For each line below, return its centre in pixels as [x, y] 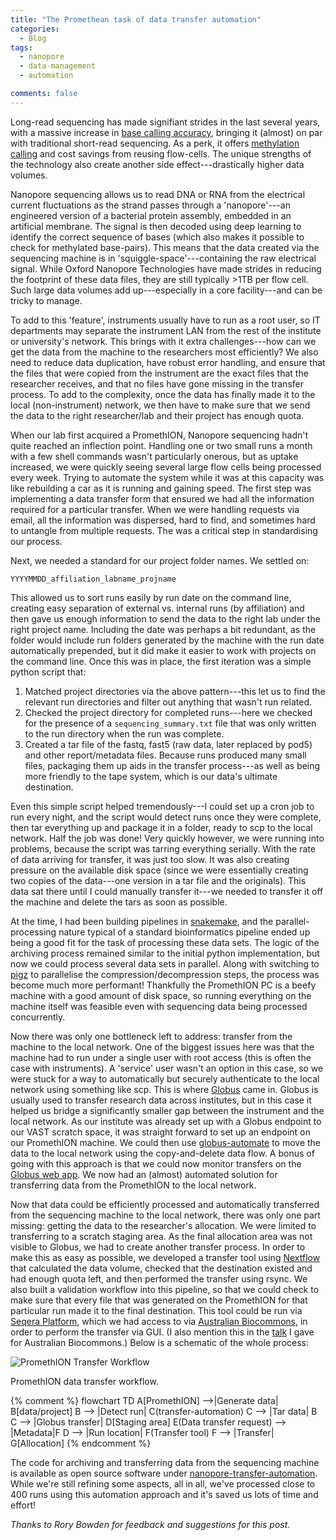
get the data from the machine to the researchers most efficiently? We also [164, 352]
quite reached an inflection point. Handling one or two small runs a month [161, 445]
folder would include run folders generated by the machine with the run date [167, 640]
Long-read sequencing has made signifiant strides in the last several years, [165, 122]
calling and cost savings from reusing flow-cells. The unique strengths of [161, 153]
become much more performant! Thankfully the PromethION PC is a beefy [163, 985]
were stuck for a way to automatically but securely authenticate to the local [165, 1078]
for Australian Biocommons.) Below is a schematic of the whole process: [159, 1342]
